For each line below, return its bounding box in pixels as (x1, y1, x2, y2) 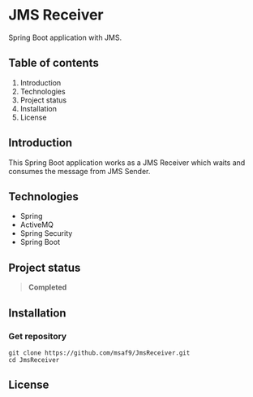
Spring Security (19, 229, 73, 238)
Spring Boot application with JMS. (8, 33, 122, 42)
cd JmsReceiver (8, 356, 60, 364)
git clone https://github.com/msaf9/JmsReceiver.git (8, 348, 191, 357)
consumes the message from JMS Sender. (8, 166, 151, 176)
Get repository (8, 330, 67, 342)
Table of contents (8, 56, 99, 70)
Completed (28, 282, 67, 292)
